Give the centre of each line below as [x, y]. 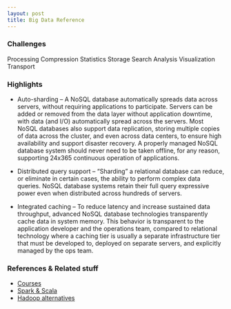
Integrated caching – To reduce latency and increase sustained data [113, 207]
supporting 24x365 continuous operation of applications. [98, 158]
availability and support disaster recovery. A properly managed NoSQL [118, 143]
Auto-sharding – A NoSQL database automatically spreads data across [118, 99]
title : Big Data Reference [46, 20]
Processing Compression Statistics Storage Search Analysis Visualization [111, 59]
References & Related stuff [53, 268]
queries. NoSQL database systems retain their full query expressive [113, 186]
